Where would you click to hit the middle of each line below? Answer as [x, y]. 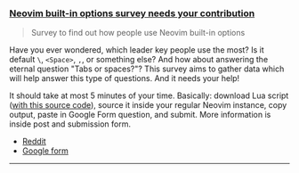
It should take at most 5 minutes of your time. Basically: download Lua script [149, 95]
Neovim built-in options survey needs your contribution [132, 13]
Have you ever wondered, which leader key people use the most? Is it [137, 50]
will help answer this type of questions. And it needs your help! [125, 78]
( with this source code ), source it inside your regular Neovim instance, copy [148, 105]
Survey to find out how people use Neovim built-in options [138, 33]
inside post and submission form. [70, 124]
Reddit [34, 142]
